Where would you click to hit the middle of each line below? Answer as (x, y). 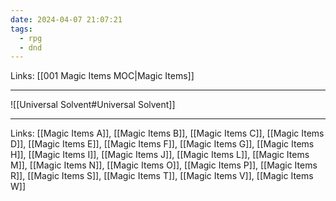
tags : (21, 29)
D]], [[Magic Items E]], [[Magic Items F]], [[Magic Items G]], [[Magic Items (162, 144)
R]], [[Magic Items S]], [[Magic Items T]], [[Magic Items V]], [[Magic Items (162, 176)
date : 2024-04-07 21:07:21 (66, 19)
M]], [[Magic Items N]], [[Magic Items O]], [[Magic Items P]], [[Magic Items (164, 165)
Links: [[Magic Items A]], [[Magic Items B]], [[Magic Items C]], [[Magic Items (167, 133)
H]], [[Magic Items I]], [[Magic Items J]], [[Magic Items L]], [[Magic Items (160, 155)
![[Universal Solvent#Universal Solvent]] (93, 105)
